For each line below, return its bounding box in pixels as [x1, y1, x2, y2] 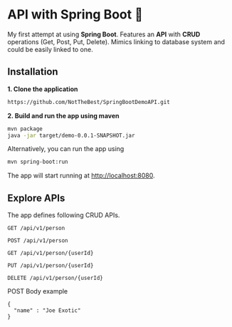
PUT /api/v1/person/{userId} [7, 262, 94, 269]
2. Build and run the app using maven [7, 111, 120, 120]
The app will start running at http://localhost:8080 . [7, 171, 155, 180]
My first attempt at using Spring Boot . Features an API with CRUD [7, 30, 201, 38]
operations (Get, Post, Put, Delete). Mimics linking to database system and [7, 37, 226, 46]
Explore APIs [7, 192, 65, 204]
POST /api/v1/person [7, 237, 69, 244]
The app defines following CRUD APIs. [7, 211, 120, 219]
